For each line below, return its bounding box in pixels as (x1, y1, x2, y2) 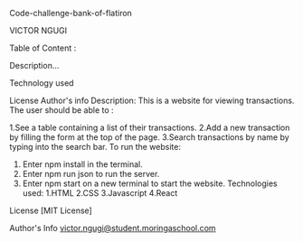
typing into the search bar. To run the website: (9, 142, 181, 152)
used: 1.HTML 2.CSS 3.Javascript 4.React (22, 188, 178, 198)
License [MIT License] (9, 205, 92, 216)
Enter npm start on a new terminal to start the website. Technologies (22, 178, 278, 189)
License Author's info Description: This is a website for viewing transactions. (9, 95, 295, 106)
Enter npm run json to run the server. (22, 169, 160, 179)
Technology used (9, 78, 74, 88)
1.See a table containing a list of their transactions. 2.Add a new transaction (9, 122, 290, 133)
